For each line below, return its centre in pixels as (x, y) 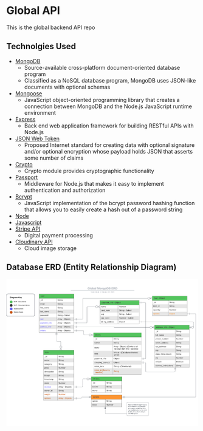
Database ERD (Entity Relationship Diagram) (91, 267)
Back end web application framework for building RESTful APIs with (109, 126)
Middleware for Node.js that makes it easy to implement (94, 183)
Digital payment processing (58, 235)
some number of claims (54, 158)
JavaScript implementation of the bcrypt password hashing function (109, 203)
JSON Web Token (37, 138)
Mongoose (29, 93)
